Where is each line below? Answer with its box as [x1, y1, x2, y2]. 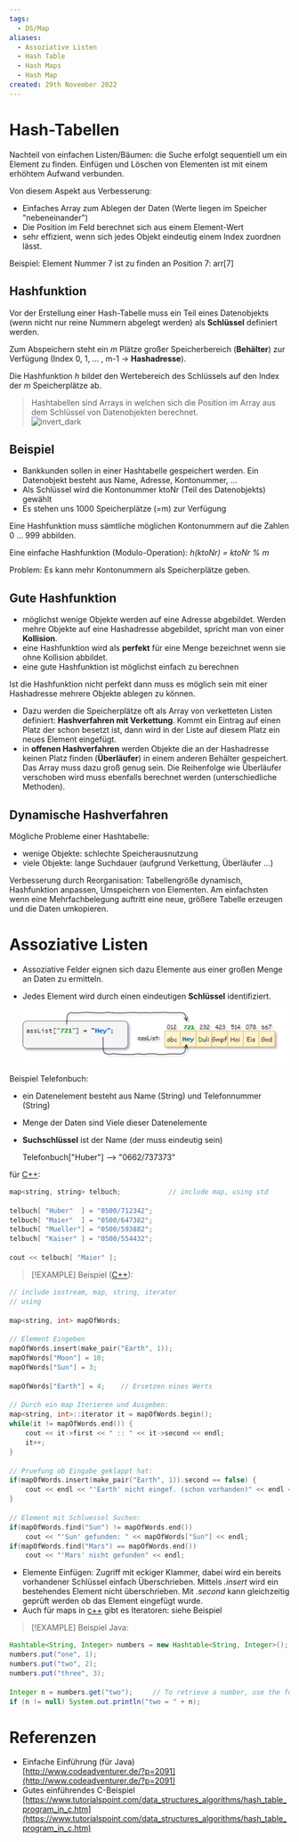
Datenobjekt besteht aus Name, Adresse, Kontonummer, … [21, 475, 238, 486]
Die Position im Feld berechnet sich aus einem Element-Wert [21, 221, 245, 232]
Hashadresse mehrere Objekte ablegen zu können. [9, 688, 196, 699]
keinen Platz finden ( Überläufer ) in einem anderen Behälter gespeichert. [21, 753, 288, 764]
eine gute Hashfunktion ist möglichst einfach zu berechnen [21, 662, 239, 672]
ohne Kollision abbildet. [21, 652, 109, 663]
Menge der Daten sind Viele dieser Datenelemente [21, 1117, 207, 1128]
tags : [9, 14, 29, 23]
